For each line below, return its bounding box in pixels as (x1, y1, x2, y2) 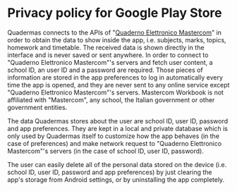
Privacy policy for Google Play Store (7, 5, 222, 21)
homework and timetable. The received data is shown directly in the (7, 43, 205, 51)
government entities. (7, 103, 68, 111)
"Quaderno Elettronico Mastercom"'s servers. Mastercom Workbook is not (7, 88, 224, 97)
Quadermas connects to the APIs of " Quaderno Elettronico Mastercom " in (7, 28, 222, 37)
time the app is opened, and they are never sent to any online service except (7, 80, 230, 89)
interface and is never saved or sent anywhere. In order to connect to (7, 51, 209, 59)
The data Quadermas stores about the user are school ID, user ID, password (7, 116, 229, 125)
